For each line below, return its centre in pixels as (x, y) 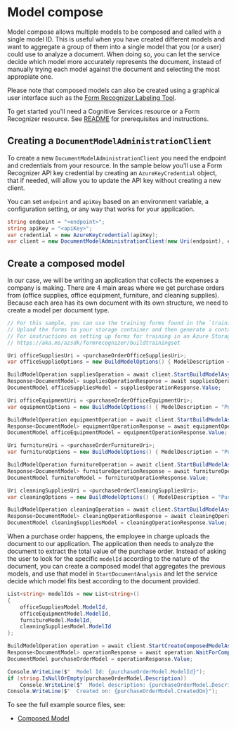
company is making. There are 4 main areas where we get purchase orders (116, 288)
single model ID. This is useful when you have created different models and (116, 39)
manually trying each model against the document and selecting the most (113, 69)
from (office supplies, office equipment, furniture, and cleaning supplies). (113, 296)
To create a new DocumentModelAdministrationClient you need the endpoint (117, 158)
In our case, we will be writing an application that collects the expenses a (113, 280)
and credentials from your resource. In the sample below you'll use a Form (115, 165)
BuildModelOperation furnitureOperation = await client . (92, 465)
